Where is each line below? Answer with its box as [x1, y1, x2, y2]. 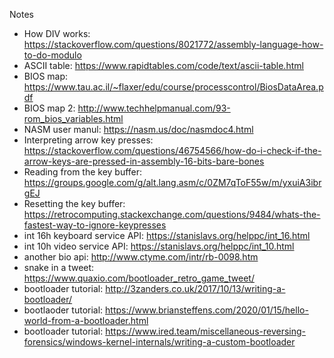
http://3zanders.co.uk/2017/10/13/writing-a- [105, 283, 286, 294]
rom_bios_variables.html [23, 113, 124, 124]
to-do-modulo [23, 49, 82, 61]
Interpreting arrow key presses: [23, 134, 154, 146]
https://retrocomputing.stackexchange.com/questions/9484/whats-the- [23, 209, 321, 220]
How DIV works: [23, 28, 91, 39]
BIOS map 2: [23, 102, 76, 114]
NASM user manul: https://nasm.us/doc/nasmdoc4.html [23, 124, 254, 135]
